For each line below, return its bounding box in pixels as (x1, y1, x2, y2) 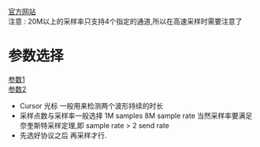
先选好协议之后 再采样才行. (19, 130, 107, 140)
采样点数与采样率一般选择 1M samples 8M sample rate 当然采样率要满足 (19, 111, 253, 120)
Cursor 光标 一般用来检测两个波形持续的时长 (19, 101, 164, 110)
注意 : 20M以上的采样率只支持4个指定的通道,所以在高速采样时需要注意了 (8, 17, 243, 26)
